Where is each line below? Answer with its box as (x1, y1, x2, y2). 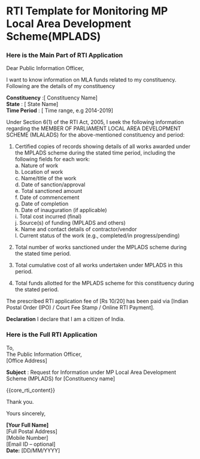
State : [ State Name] (6, 101, 59, 108)
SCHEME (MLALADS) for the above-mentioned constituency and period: (6, 131, 185, 138)
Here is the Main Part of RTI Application (6, 51, 123, 59)
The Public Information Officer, (6, 351, 82, 358)
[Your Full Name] (6, 421, 49, 428)
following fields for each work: (14, 156, 90, 163)
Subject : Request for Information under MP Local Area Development (6, 369, 177, 376)
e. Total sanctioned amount (14, 188, 83, 195)
